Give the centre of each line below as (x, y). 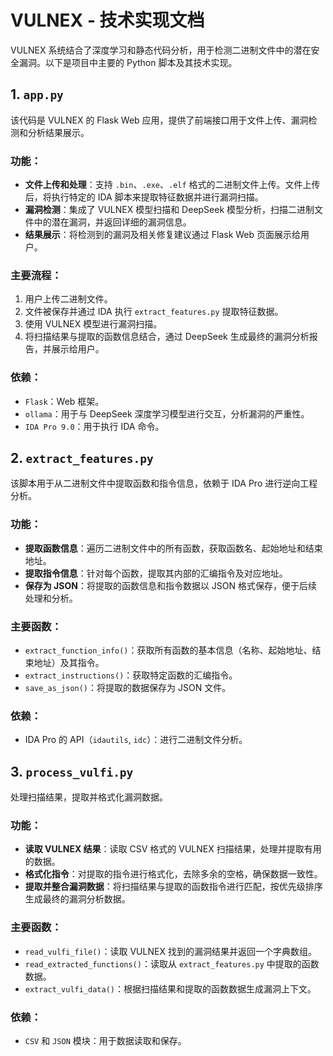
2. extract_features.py (82, 458)
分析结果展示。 (58, 132)
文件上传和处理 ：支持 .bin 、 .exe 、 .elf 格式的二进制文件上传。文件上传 (172, 185)
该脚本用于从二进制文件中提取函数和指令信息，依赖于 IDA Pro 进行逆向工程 (164, 483)
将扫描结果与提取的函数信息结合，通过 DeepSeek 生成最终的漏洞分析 (167, 337)
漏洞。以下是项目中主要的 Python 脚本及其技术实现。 (128, 62)
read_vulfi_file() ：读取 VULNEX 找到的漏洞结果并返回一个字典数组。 (170, 951)
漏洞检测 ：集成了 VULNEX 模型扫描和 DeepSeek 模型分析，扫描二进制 (169, 210)
